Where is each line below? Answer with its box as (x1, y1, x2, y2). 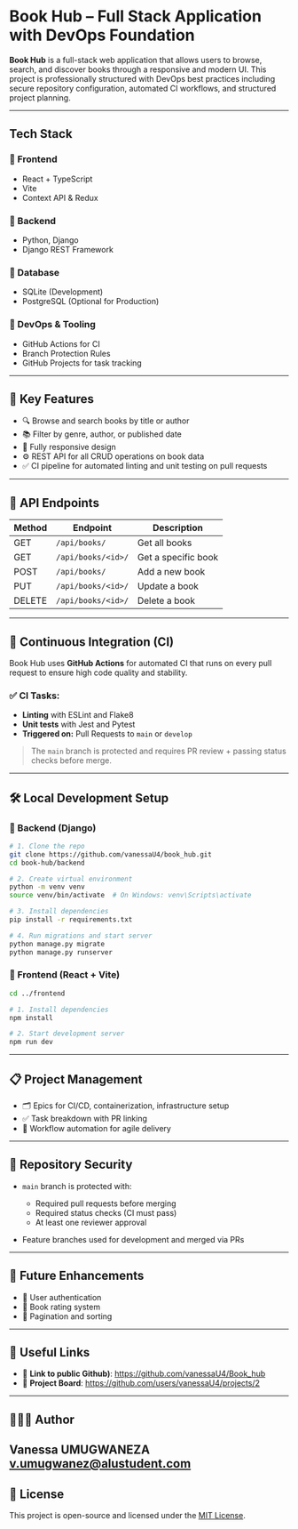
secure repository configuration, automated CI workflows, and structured (9, 83, 277, 93)
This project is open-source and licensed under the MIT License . (9, 1510, 246, 1521)
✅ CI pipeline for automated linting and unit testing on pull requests (21, 461, 268, 471)
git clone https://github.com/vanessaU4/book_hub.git (9, 849, 213, 859)
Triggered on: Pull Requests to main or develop (21, 728, 192, 739)
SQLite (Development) (21, 286, 104, 297)
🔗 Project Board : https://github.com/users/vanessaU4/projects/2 (21, 1378, 260, 1388)
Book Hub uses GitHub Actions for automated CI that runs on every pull (9, 657, 272, 668)
